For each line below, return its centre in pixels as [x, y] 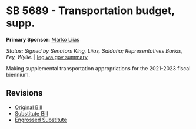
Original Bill [29, 107]
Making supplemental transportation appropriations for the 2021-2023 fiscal [98, 68]
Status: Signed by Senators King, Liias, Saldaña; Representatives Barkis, [94, 50]
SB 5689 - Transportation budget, [90, 11]
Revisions [24, 93]
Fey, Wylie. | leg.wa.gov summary [47, 57]
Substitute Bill [31, 113]
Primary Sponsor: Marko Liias [43, 39]
